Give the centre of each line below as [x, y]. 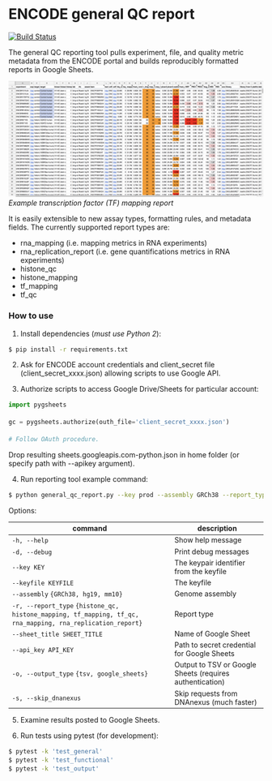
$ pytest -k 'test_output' [54, 768]
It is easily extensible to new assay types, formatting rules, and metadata [130, 219]
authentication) [200, 682]
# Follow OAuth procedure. [54, 439]
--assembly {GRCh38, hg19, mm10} [67, 594]
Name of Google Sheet [212, 633]
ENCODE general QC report [102, 14]
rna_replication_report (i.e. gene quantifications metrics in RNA [125, 251]
